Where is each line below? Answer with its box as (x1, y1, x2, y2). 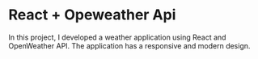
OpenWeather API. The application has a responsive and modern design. (8, 40, 251, 50)
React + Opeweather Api (8, 6, 176, 24)
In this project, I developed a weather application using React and (8, 32, 226, 42)
